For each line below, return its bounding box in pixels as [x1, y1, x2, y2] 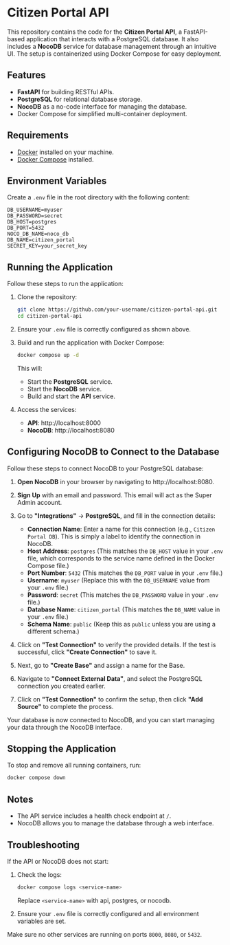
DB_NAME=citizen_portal [7, 237, 76, 243]
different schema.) [27, 627, 80, 636]
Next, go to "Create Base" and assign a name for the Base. [16, 661, 185, 669]
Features [7, 69, 46, 81]
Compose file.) [27, 561, 70, 569]
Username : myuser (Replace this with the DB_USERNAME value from [27, 576, 210, 584]
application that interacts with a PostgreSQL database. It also [26, 34, 199, 43]
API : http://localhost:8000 [27, 418, 102, 427]
